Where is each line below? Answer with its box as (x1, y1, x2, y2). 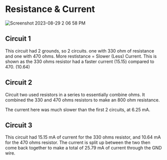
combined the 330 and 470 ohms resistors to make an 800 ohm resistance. (5, 96, 160, 103)
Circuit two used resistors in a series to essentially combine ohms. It (5, 91, 146, 97)
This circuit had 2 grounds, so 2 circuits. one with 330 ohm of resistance (5, 47, 155, 53)
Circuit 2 (5, 78, 32, 87)
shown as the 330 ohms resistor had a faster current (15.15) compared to (5, 58, 155, 64)
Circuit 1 (5, 34, 31, 43)
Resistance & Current (5, 3, 95, 15)
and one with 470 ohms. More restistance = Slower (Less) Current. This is (5, 53, 157, 59)
